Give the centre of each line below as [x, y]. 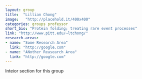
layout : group [20, 10]
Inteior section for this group [34, 71]
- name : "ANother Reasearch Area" [41, 52]
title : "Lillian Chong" [31, 15]
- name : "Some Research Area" [37, 43]
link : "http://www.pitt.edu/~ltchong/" [47, 33]
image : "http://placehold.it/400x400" [48, 19]
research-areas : [22, 38]
